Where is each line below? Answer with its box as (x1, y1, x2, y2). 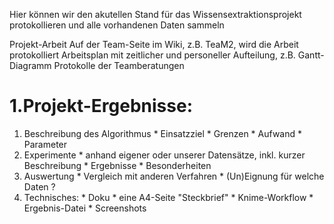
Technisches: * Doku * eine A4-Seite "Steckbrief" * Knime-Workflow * (23, 191, 314, 203)
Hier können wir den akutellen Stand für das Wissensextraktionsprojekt (9, 9, 302, 20)
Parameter (23, 138, 68, 150)
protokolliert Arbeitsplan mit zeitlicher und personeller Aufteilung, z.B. (9, 49, 296, 61)
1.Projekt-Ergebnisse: (9, 95, 194, 118)
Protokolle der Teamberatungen (53, 60, 185, 71)
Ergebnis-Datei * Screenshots (23, 202, 147, 214)
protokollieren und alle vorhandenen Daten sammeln (9, 19, 225, 31)
